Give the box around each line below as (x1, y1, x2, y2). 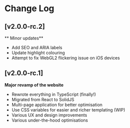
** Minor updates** (4, 35, 44, 41)
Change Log (4, 3, 54, 14)
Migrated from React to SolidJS (11, 96, 75, 102)
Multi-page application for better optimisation (11, 102, 103, 108)
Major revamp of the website (4, 82, 64, 88)
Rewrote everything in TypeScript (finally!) (11, 91, 97, 97)
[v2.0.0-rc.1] (4, 69, 43, 77)
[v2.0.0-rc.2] (4, 22, 45, 31)
